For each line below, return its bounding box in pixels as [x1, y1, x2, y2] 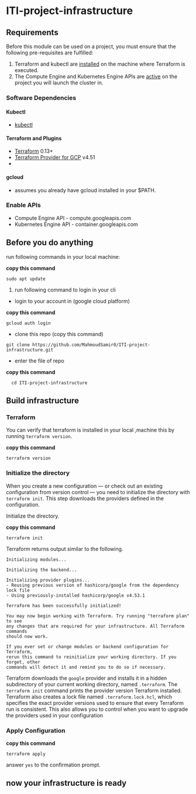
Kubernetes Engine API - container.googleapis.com [14, 221, 139, 228]
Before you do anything [6, 238, 94, 248]
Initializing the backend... [6, 567, 77, 573]
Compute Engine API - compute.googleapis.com [14, 214, 132, 221]
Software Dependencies [6, 94, 77, 102]
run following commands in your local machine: [6, 253, 120, 260]
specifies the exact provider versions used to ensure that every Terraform [6, 699, 184, 706]
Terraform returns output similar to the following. [6, 545, 123, 552]
